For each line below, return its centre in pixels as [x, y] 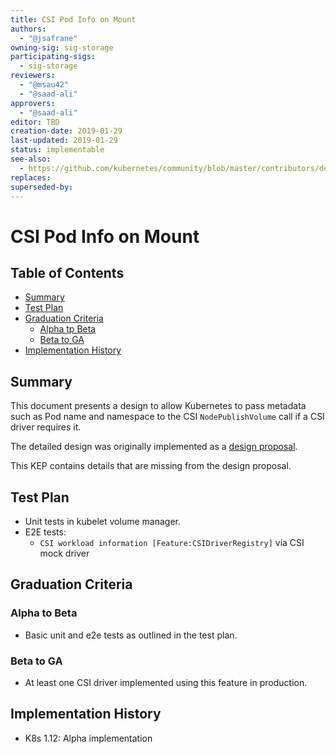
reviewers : [33, 76]
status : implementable [57, 150]
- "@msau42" [44, 85]
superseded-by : [42, 187]
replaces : [31, 177]
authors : [28, 29]
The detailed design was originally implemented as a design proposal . [154, 447]
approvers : [33, 103]
